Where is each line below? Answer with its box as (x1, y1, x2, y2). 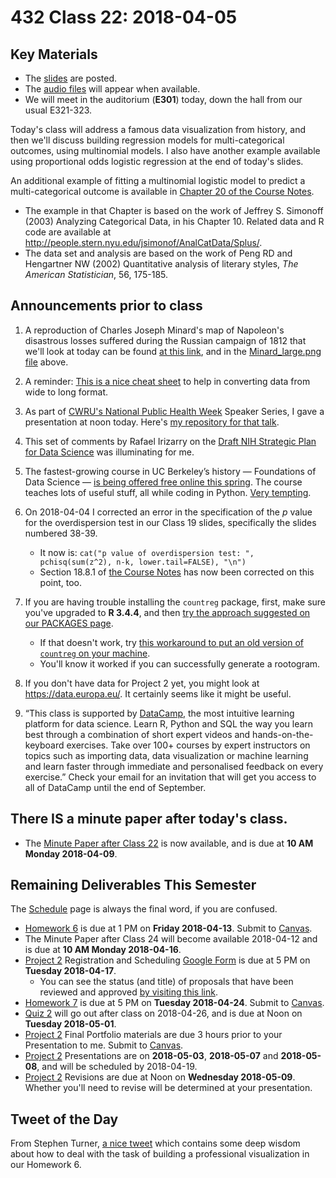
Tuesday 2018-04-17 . (24, 965, 117, 977)
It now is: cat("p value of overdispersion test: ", (39, 546, 255, 558)
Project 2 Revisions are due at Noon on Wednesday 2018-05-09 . (24, 1071, 296, 1083)
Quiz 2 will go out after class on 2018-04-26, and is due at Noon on (24, 1007, 303, 1020)
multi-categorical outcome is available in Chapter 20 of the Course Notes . (10, 186, 315, 197)
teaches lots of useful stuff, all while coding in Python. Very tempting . (24, 486, 312, 498)
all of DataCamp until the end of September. (24, 781, 207, 793)
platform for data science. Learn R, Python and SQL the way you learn (24, 717, 314, 730)
